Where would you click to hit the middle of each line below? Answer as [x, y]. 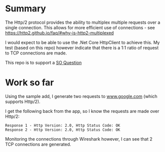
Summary [25, 9]
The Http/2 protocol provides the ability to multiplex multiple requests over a [83, 22]
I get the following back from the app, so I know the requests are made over [82, 111]
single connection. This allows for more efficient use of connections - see [80, 27]
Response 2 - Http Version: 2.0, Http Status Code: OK [63, 130]
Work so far [30, 83]
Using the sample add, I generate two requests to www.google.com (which [81, 96]
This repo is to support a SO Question [43, 62]
